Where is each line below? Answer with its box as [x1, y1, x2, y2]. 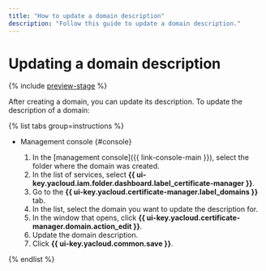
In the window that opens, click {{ [32, 213, 146, 223]
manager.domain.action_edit [32, 222, 132, 231]
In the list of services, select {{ [32, 170, 135, 179]
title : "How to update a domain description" [8, 11, 165, 20]
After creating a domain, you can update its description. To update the [8, 97, 243, 106]
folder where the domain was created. [32, 161, 160, 171]
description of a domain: [8, 105, 91, 115]
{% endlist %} [8, 255, 55, 265]
